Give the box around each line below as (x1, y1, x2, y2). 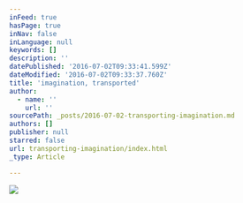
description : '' (9, 54, 69, 63)
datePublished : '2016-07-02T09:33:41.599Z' (9, 63, 172, 71)
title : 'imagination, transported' (9, 79, 140, 87)
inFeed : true (9, 12, 57, 22)
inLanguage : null (9, 37, 73, 47)
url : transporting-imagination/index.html (9, 144, 168, 153)
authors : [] (9, 120, 53, 129)
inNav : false (9, 29, 57, 38)
